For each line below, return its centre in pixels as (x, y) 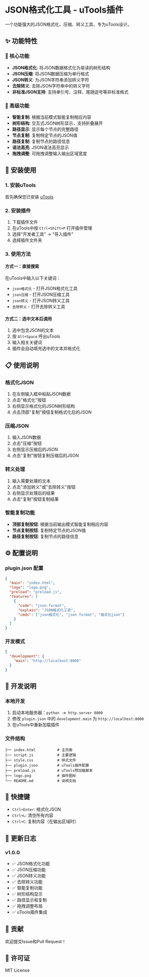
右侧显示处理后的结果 (33, 493)
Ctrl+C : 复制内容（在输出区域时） (45, 822)
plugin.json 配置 (24, 568)
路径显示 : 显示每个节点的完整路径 (45, 129)
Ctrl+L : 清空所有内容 (33, 815)
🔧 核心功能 (17, 56)
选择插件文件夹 (27, 240)
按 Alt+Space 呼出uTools (36, 336)
